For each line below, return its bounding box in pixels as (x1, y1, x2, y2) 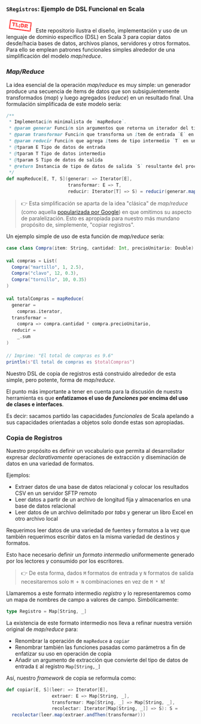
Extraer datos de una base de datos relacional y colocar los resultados (14, 483, 189, 490)
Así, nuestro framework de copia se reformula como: (6, 674, 136, 681)
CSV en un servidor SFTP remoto (14, 489, 97, 497)
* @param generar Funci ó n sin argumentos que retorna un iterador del (8, 125, 188, 131)
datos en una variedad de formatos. (6, 459, 95, 467)
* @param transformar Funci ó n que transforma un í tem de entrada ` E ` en (8, 131, 194, 138)
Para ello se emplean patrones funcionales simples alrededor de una (6, 46, 175, 53)
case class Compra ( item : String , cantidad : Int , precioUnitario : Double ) (6, 245, 194, 251)
